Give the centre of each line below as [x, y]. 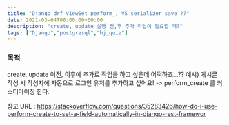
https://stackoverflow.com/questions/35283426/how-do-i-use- [127, 106]
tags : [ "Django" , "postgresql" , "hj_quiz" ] [68, 33]
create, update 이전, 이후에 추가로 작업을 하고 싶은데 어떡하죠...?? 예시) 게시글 [112, 74]
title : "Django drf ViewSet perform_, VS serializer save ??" [98, 13]
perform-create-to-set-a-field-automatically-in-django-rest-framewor [107, 113]
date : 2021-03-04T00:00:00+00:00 [55, 20]
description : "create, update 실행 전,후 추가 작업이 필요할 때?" [95, 26]
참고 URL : [21, 106]
